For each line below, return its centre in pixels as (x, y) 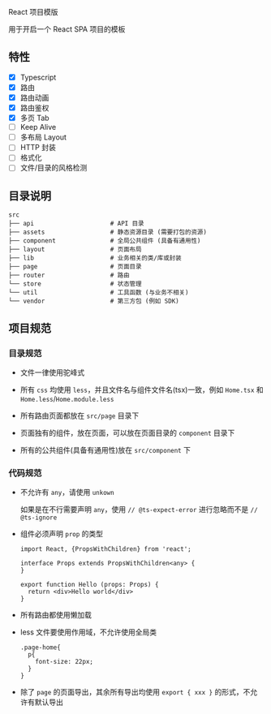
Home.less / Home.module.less (67, 398)
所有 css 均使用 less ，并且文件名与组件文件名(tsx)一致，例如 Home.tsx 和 (142, 389)
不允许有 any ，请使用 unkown (67, 492)
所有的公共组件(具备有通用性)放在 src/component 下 (105, 449)
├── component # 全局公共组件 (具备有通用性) (105, 241)
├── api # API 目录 (76, 224)
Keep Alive (38, 127)
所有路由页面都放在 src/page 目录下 (80, 415)
